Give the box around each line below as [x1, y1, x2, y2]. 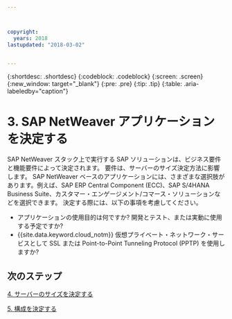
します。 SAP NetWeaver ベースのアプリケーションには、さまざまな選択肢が [7, 173, 225, 181]
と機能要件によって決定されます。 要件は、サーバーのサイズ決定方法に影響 [7, 164, 220, 172]
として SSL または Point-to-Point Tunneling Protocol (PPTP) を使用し [29, 239, 225, 248]
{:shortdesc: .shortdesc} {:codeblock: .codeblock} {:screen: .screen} [7, 72, 204, 80]
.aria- [183, 80, 199, 88]
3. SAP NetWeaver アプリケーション [7, 114, 215, 129]
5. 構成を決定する [7, 304, 57, 313]
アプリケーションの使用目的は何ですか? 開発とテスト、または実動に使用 [17, 213, 223, 222]
